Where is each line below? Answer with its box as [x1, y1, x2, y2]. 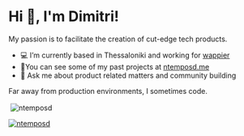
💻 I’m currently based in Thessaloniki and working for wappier [19, 50, 230, 60]
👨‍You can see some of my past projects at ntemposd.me [19, 62, 210, 71]
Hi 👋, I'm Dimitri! [8, 7, 119, 26]
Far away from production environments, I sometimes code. [8, 86, 208, 96]
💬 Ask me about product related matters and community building [19, 70, 237, 80]
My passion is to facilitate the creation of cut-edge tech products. [8, 34, 228, 44]
